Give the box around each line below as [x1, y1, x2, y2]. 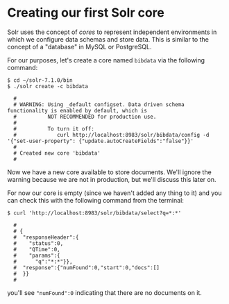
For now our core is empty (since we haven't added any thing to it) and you [7, 189, 222, 197]
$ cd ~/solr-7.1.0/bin [7, 76, 73, 84]
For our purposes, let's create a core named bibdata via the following [7, 56, 205, 64]
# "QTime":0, [13, 246, 60, 253]
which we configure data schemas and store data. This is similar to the [7, 35, 210, 43]
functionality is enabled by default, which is [7, 107, 148, 114]
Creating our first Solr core [7, 5, 164, 21]
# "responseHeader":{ [13, 234, 79, 241]
